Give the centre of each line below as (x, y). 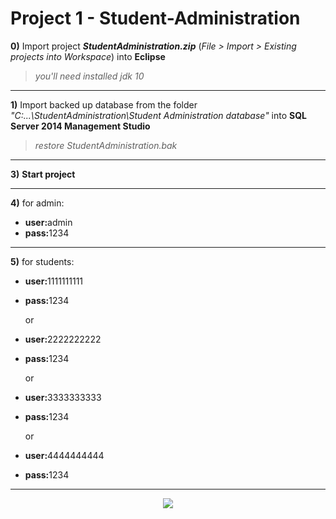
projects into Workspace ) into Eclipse (88, 56)
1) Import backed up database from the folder (104, 104)
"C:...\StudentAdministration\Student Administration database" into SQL (159, 115)
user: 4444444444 (64, 455)
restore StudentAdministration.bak (106, 145)
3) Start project (43, 174)
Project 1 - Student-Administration (155, 18)
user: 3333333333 (63, 397)
